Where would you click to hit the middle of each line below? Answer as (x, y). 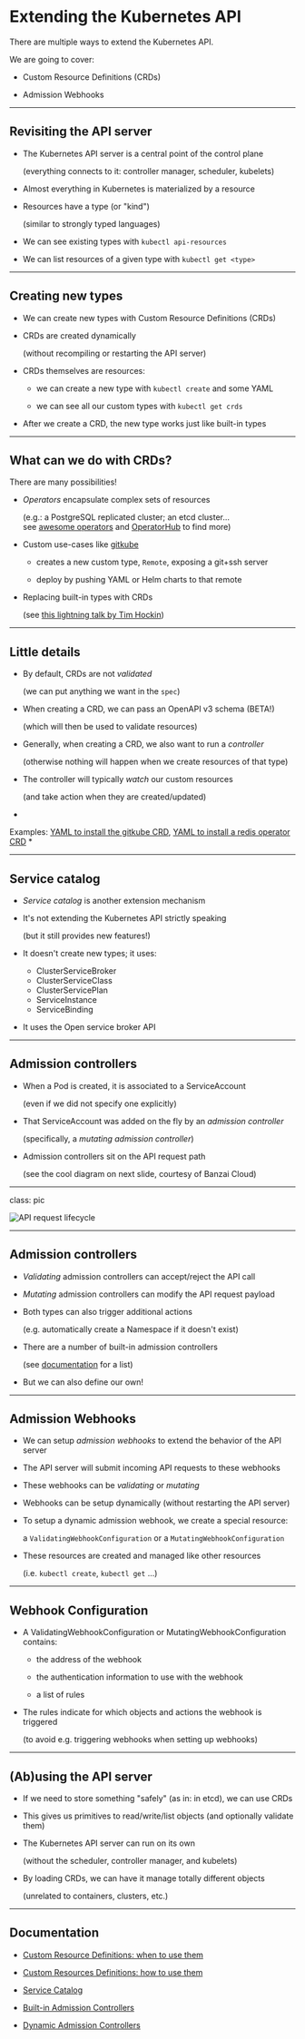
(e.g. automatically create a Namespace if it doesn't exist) (130, 1329)
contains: (40, 1642)
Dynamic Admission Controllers (81, 2024)
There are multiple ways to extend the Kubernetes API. (112, 42)
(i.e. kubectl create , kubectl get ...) (90, 1573)
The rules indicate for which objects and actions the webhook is (142, 1712)
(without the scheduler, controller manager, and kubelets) (130, 1861)
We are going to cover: (52, 59)
